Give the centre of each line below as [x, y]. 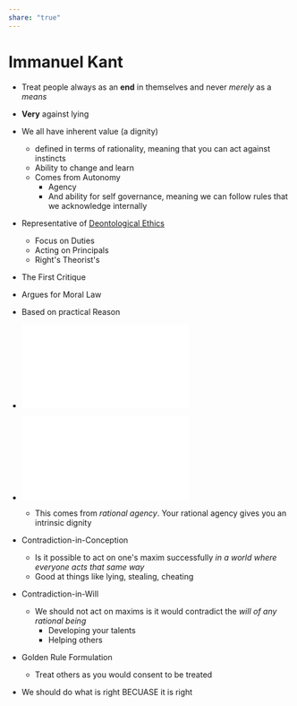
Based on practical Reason [71, 311]
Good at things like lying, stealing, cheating [114, 576]
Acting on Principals [72, 250]
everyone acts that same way [89, 567]
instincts [50, 158]
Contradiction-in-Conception [75, 540]
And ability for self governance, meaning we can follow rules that [168, 196]
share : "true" [35, 17]
